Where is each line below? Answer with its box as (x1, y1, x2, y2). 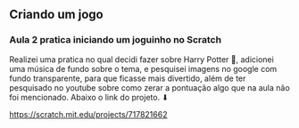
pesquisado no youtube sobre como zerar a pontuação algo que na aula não (9, 82, 290, 92)
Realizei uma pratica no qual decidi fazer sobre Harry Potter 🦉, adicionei (9, 53, 274, 65)
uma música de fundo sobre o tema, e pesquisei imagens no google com (9, 63, 278, 74)
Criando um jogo (9, 7, 104, 22)
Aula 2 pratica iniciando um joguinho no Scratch (9, 34, 221, 46)
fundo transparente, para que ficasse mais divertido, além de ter (9, 73, 246, 84)
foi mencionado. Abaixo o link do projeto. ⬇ (9, 92, 170, 102)
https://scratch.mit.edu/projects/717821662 (9, 108, 168, 119)
